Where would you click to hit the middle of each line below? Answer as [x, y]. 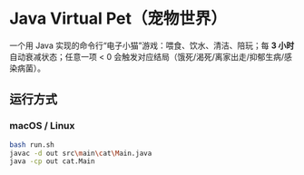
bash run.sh [32, 145]
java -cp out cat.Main [52, 161]
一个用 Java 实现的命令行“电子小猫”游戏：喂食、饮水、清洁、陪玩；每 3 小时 [152, 45]
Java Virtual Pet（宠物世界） [118, 19]
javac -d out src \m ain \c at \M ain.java [81, 153]
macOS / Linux [42, 126]
